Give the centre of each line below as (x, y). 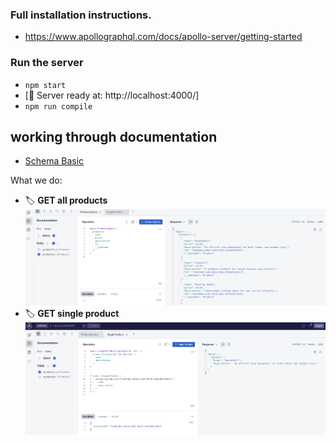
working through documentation (114, 136)
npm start (45, 85)
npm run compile (58, 106)
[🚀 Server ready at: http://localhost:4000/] (112, 95)
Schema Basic (54, 161)
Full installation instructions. (81, 15)
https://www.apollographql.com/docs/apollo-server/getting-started (163, 37)
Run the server (47, 63)
